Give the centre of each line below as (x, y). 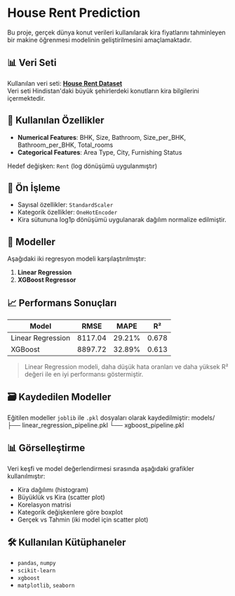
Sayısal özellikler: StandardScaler (65, 205)
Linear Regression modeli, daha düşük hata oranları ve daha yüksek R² (126, 367)
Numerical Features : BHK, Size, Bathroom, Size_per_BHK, (101, 137)
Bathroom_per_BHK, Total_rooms (65, 145)
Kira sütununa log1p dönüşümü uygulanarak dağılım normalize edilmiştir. (122, 220)
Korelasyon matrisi (44, 505)
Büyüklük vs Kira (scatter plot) (61, 497)
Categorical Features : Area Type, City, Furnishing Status (100, 152)
